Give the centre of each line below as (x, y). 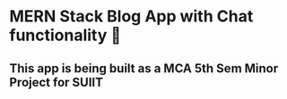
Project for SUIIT (56, 82)
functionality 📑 (65, 35)
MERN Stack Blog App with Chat (131, 16)
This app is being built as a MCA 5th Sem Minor (144, 68)
